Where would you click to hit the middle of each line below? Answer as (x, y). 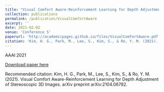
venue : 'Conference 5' (28, 32)
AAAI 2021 (16, 55)
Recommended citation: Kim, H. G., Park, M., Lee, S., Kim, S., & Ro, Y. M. (78, 74)
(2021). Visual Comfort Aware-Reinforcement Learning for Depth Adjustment (82, 79)
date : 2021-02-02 (23, 28)
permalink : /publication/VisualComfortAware (51, 18)
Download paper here (27, 64)
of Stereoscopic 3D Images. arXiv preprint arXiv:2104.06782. (66, 84)
